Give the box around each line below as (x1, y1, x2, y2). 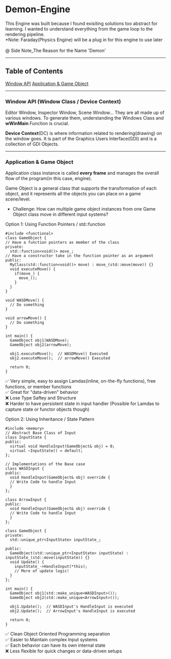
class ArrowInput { (5, 497, 47, 502)
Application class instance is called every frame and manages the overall (5, 170, 159, 176)
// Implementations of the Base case (5, 462, 85, 467)
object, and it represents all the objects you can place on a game (5, 191, 141, 197)
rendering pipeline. (5, 31, 45, 37)
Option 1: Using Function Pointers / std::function (5, 221, 106, 227)
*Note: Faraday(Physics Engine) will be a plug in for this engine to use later (5, 37, 163, 43)
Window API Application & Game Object (5, 80, 89, 87)
